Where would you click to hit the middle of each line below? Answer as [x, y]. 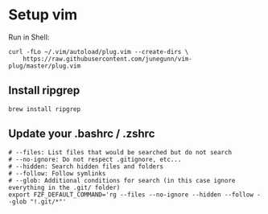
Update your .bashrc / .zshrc [82, 134]
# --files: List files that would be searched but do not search [120, 152]
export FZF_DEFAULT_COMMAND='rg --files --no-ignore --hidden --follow [131, 195]
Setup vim [43, 15]
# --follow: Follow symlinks [57, 173]
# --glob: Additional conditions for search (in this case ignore [122, 180]
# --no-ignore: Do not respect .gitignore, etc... [95, 159]
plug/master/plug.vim [45, 66]
